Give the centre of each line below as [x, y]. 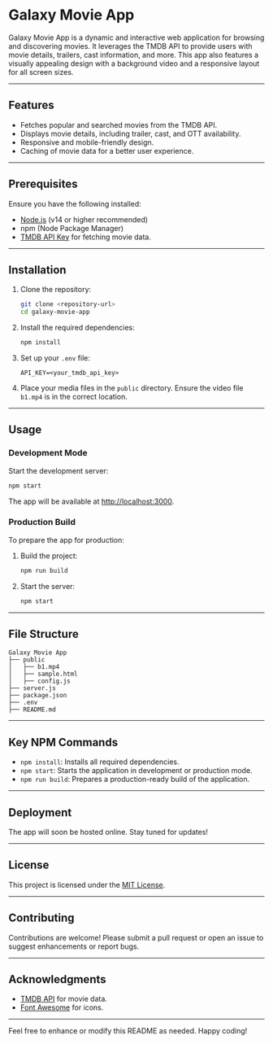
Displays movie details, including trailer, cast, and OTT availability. [130, 133]
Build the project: [49, 556]
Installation [37, 270]
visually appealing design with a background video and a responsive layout [134, 63]
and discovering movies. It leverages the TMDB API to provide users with [131, 46]
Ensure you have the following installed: [75, 203]
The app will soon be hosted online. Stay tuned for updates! [108, 832]
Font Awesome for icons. [62, 1007]
